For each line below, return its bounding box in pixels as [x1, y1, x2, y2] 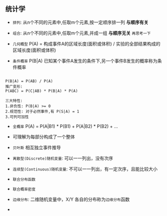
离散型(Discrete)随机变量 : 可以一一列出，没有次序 [12, 155, 113, 161]
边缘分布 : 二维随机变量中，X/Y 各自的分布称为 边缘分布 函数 [12, 196, 130, 202]
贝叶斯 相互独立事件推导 [12, 144, 61, 150]
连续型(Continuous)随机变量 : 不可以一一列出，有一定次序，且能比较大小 [12, 166, 158, 172]
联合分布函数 [12, 177, 36, 182]
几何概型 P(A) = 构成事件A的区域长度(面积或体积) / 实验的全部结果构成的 [12, 40, 161, 47]
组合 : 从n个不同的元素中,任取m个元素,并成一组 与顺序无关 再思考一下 [12, 30, 151, 36]
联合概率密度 [12, 187, 36, 192]
